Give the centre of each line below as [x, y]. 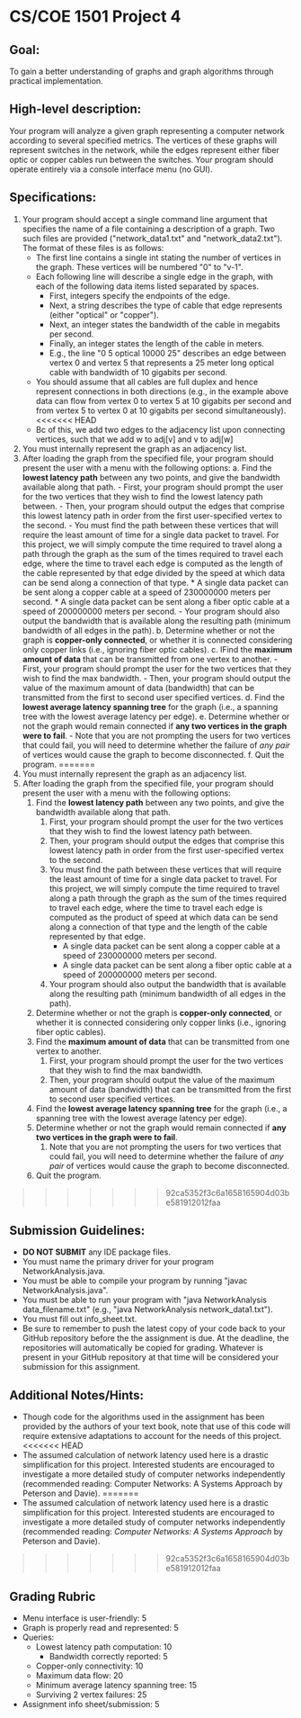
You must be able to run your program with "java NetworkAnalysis [145, 1300]
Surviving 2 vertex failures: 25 [91, 1695]
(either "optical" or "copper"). [104, 315]
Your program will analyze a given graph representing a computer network [147, 130]
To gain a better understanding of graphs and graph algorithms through [142, 71]
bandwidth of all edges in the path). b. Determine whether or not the [149, 630]
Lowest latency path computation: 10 [104, 1647]
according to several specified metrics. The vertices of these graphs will [143, 140]
